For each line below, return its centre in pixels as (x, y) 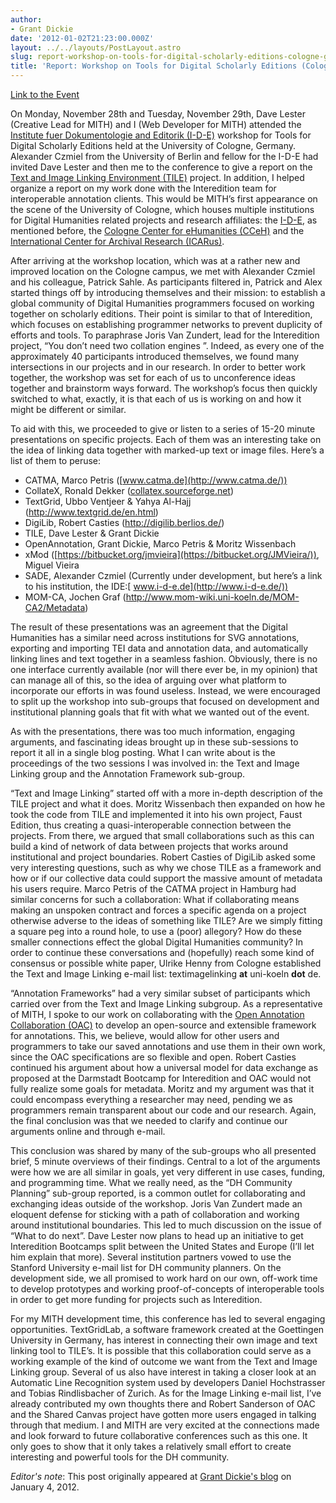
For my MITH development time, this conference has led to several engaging (168, 1319)
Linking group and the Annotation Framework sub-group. (127, 774)
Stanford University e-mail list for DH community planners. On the (146, 1267)
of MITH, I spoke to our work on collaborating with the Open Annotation (157, 1014)
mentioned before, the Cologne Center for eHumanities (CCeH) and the (157, 230)
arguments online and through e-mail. (88, 1131)
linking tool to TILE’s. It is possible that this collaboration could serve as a (161, 1350)
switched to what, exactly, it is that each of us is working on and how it (156, 399)
